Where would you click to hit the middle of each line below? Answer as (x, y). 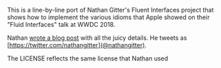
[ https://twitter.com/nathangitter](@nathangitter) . (77, 45)
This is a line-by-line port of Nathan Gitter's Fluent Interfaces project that (110, 10)
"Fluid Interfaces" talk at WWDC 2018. (61, 24)
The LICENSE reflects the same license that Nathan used (88, 58)
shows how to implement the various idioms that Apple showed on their (108, 17)
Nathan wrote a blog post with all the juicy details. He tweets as (97, 38)
